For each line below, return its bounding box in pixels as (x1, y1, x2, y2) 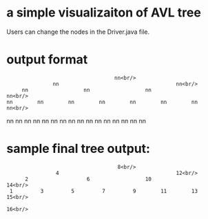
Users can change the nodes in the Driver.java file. (6, 28, 150, 36)
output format (6, 52, 88, 67)
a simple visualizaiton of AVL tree (6, 5, 201, 21)
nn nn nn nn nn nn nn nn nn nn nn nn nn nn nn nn (6, 116, 146, 125)
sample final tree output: (6, 141, 151, 156)
